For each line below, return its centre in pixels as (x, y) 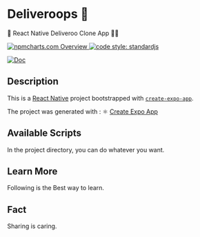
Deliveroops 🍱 (48, 14)
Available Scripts (44, 133)
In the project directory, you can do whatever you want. (86, 150)
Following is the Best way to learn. (56, 188)
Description (33, 82)
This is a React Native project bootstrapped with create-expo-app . (101, 98)
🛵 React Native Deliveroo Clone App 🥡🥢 (63, 33)
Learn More (32, 171)
